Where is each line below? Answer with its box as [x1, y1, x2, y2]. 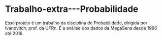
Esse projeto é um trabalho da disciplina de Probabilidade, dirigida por [5, 20, 148, 26]
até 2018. [5, 30, 24, 36]
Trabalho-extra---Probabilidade [5, 3, 139, 15]
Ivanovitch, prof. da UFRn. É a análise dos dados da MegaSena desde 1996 [5, 25, 158, 31]
